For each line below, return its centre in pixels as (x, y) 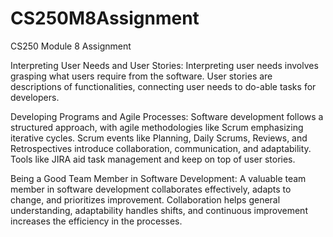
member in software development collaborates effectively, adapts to (151, 189)
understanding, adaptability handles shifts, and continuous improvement (159, 210)
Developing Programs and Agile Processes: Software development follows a (167, 116)
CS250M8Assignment (105, 18)
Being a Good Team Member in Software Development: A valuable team (158, 178)
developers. (35, 97)
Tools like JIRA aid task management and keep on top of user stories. (153, 159)
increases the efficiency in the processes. (96, 221)
